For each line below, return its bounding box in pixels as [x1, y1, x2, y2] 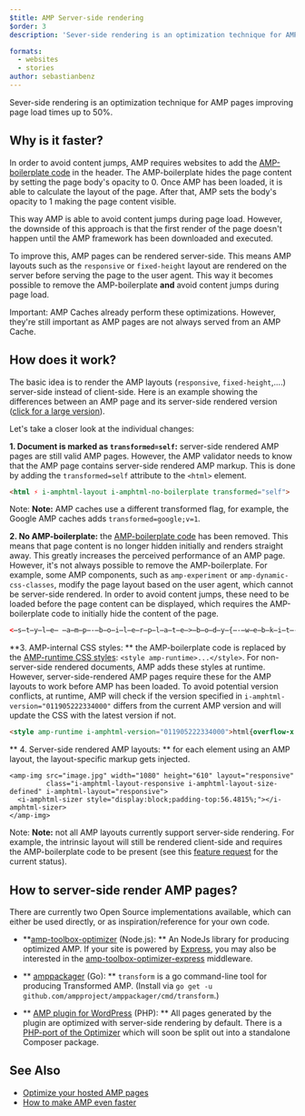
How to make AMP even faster [22, 1097, 137, 1108]
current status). [9, 856, 68, 867]
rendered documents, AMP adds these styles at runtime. [54, 661, 266, 673]
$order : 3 [9, 22, 47, 31]
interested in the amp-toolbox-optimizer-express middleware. [22, 952, 253, 964]
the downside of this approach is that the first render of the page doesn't [9, 223, 282, 234]
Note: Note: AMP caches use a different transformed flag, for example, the [9, 504, 289, 515]
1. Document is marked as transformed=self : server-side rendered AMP [9, 440, 280, 451]
